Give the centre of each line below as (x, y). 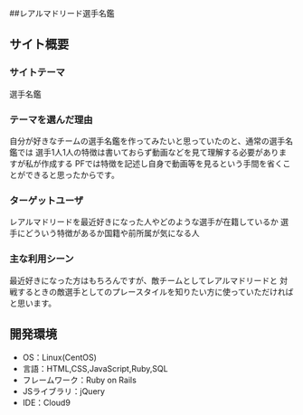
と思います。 (33, 303)
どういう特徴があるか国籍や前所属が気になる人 (112, 233)
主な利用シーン (42, 259)
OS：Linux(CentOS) (60, 358)
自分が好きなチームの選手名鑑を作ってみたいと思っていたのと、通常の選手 (147, 141)
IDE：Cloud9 (46, 403)
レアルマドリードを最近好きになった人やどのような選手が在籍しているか (144, 222)
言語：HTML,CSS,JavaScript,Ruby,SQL (95, 369)
